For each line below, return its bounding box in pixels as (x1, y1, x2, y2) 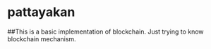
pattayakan (7, 4, 76, 20)
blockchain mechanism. (7, 34, 76, 43)
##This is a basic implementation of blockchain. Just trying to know (7, 27, 204, 36)
